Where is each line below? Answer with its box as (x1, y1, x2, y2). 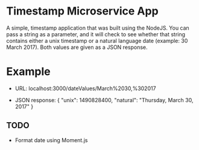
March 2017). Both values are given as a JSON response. (6, 44, 148, 51)
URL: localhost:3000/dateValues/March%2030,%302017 (14, 85, 156, 92)
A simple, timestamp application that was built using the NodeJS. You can (6, 24, 190, 31)
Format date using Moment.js (14, 136, 88, 143)
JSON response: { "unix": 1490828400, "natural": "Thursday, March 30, (14, 96, 194, 103)
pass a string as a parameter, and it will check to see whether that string (6, 30, 186, 37)
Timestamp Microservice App (6, 4, 159, 18)
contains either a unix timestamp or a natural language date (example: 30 (6, 37, 188, 44)
